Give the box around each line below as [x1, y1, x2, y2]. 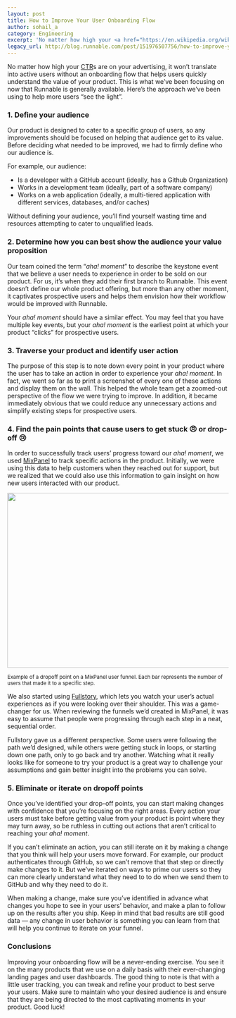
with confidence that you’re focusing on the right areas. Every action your [7, 807, 221, 815]
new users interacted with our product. [7, 479, 120, 487]
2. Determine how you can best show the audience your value [7, 237, 223, 247]
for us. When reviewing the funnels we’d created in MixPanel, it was [32, 707, 229, 716]
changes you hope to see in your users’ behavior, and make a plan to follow [7, 902, 226, 910]
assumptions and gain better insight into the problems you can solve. [7, 766, 207, 774]
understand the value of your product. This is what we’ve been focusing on [7, 78, 225, 85]
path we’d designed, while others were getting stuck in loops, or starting [7, 743, 216, 752]
